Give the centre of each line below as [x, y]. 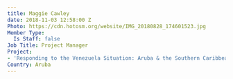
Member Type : [26, 33]
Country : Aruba [29, 65]
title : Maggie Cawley [38, 13]
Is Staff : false [37, 39]
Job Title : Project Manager [48, 45]
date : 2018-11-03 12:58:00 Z [49, 20]
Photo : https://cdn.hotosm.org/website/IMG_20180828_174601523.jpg [107, 26]
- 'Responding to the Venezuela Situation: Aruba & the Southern [103, 58]
